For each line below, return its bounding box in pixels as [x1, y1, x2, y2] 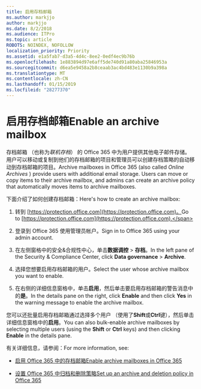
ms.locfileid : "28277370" [6, 87, 71, 93]
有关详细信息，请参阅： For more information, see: [6, 344, 129, 351]
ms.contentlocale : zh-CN [6, 76, 68, 82]
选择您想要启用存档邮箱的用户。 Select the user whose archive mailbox [14, 265, 190, 273]
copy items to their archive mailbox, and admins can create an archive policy [6, 176, 195, 184]
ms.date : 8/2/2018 [6, 25, 52, 32]
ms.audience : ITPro [6, 31, 55, 37]
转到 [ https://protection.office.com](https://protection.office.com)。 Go [14, 208, 189, 215]
